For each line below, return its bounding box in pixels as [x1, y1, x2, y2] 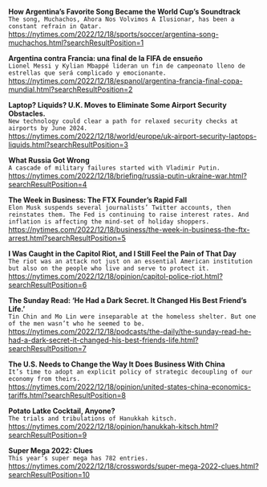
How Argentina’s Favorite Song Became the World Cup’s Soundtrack [8, 7, 241, 16]
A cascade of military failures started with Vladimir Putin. [8, 164, 220, 172]
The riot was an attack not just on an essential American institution [8, 257, 253, 265]
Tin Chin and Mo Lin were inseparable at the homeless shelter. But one [8, 313, 257, 321]
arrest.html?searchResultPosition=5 [8, 233, 127, 243]
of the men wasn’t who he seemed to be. [8, 320, 146, 328]
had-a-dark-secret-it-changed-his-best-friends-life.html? [8, 335, 199, 345]
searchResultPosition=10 [8, 470, 91, 479]
